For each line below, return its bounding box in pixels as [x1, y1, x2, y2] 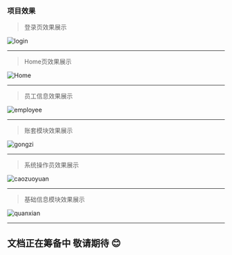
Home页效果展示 [23, 57, 72, 66]
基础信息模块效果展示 [23, 195, 85, 204]
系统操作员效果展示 [23, 161, 79, 170]
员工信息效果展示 [23, 92, 73, 101]
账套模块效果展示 [23, 126, 73, 135]
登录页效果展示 [23, 23, 67, 32]
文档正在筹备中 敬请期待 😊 [7, 237, 121, 249]
